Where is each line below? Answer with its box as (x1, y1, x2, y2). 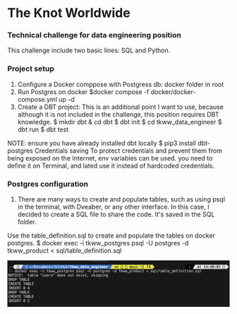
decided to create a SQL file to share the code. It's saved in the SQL (17, 210, 215, 219)
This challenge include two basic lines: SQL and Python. (7, 46, 171, 54)
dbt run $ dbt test (17, 125, 69, 134)
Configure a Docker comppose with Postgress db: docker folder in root (17, 80, 224, 88)
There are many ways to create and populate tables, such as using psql (17, 195, 226, 204)
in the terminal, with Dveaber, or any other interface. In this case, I (17, 203, 209, 211)
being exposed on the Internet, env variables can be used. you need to (7, 153, 213, 162)
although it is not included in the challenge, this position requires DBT (17, 110, 219, 118)
